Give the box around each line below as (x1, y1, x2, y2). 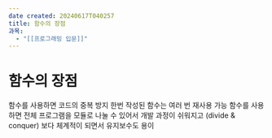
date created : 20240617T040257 (8, 11, 115, 20)
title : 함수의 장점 (8, 19, 66, 28)
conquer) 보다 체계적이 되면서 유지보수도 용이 (8, 121, 155, 131)
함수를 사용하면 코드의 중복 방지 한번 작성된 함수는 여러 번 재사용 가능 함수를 (8, 101, 250, 110)
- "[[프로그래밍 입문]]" (15, 34, 88, 43)
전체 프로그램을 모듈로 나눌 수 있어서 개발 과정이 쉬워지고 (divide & (23, 110, 236, 120)
